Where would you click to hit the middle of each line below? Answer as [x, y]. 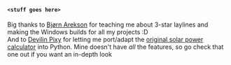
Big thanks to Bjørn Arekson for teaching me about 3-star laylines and [108, 24]
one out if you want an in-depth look [59, 55]
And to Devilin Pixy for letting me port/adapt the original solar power [105, 40]
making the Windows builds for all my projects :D [78, 32]
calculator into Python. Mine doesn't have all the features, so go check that [115, 47]
